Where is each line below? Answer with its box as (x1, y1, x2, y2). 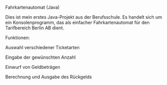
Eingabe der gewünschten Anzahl (5, 54, 76, 60)
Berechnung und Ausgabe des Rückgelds (5, 74, 92, 80)
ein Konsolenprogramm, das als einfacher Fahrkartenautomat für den (5, 20, 150, 25)
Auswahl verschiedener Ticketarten (5, 45, 80, 50)
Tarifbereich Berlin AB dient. (5, 25, 64, 31)
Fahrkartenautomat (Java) (5, 5, 60, 10)
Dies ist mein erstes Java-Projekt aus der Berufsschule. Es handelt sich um (5, 14, 162, 20)
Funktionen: (5, 35, 30, 40)
